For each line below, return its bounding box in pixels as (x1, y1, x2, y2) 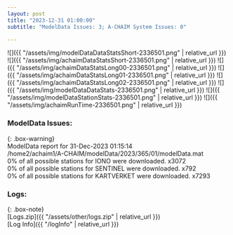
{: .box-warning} (7, 134, 55, 142)
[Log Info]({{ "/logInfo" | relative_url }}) (7, 220, 119, 228)
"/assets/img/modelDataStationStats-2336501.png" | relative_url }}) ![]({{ (7, 93, 218, 102)
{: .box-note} (7, 205, 44, 213)
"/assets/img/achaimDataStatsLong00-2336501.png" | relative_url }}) (16, 64, 217, 72)
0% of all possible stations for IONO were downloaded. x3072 (7, 156, 187, 165)
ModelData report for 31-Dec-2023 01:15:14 (7, 142, 133, 150)
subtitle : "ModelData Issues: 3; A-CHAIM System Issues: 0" (7, 23, 187, 30)
